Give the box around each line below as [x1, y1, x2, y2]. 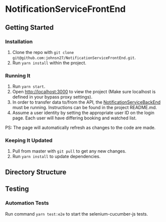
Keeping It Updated [5, 137, 53, 144]
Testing [5, 185, 29, 193]
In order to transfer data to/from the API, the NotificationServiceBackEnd [12, 99, 161, 105]
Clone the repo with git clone [12, 49, 74, 55]
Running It [5, 72, 31, 79]
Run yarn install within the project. [12, 59, 87, 65]
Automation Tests [5, 200, 49, 207]
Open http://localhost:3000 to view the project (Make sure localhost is [12, 89, 156, 95]
